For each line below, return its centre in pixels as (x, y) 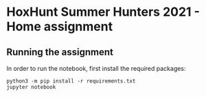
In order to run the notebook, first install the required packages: (96, 68)
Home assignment (60, 26)
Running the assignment (60, 52)
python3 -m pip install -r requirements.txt (71, 81)
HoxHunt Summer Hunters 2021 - (103, 12)
